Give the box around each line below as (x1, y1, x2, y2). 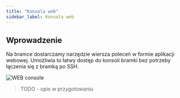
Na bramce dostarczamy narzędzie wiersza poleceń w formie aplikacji (6, 50, 175, 58)
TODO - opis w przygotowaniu (20, 85, 94, 93)
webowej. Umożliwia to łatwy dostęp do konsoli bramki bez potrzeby (6, 57, 171, 64)
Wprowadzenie (6, 35, 62, 45)
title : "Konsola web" (6, 8, 59, 14)
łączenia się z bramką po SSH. (6, 63, 79, 70)
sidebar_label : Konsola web (6, 14, 75, 20)
